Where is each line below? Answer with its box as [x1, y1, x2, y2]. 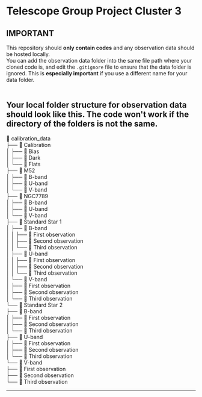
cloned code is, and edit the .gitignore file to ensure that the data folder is [6, 63, 192, 70]
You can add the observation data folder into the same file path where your [6, 57, 192, 64]
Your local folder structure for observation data [6, 100, 187, 110]
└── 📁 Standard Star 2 [6, 301, 63, 308]
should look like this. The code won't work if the [6, 110, 189, 120]
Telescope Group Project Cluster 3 [6, 4, 182, 18]
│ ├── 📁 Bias [6, 148, 40, 155]
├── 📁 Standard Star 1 [6, 218, 62, 225]
